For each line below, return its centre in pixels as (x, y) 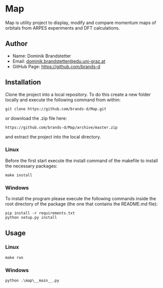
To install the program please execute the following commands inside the (81, 199)
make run (14, 257)
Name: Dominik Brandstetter (42, 56)
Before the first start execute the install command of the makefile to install (81, 161)
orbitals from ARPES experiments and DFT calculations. (63, 28)
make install (19, 175)
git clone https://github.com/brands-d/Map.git (56, 109)
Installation (23, 83)
